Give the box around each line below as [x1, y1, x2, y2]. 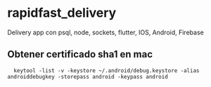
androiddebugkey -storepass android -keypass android [7, 73, 169, 80]
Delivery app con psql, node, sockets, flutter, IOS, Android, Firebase [7, 28, 204, 36]
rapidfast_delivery [7, 5, 117, 21]
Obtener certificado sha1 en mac [7, 48, 153, 60]
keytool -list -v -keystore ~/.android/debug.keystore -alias [13, 67, 200, 74]
